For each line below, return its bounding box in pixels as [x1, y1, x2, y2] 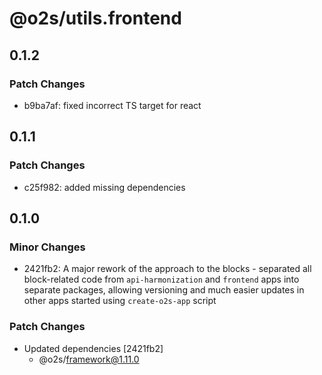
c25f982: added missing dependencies [23, 181, 186, 193]
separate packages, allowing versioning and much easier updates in [23, 284, 305, 296]
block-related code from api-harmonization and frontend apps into [23, 273, 300, 286]
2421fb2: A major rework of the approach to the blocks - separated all [23, 263, 312, 275]
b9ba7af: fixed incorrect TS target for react [23, 99, 202, 111]
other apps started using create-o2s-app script [23, 295, 217, 307]
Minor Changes [9, 240, 86, 254]
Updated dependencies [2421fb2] [23, 342, 164, 354]
